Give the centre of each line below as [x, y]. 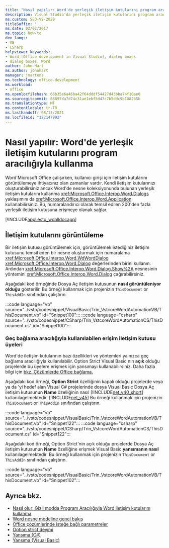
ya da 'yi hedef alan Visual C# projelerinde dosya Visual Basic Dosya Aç [80, 387]
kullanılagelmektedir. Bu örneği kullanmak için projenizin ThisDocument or [80, 454]
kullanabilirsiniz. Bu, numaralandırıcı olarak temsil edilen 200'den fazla [78, 204]
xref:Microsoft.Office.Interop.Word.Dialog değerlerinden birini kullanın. [78, 263]
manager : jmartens [24, 75]
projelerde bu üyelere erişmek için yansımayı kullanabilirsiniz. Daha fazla [80, 366]
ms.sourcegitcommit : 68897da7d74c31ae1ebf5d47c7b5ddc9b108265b [73, 99]
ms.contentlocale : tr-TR [31, 108]
